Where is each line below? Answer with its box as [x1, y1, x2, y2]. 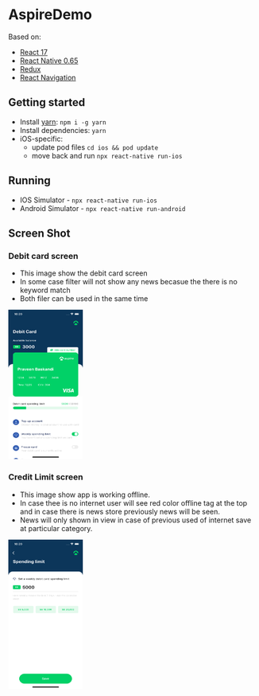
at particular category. [19, 523, 93, 533]
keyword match [19, 285, 71, 295]
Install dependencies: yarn [19, 125, 106, 135]
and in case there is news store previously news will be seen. [19, 506, 221, 516]
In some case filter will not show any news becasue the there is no [19, 277, 238, 287]
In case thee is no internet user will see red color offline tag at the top [19, 498, 248, 507]
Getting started [8, 96, 86, 109]
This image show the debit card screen [19, 268, 148, 278]
